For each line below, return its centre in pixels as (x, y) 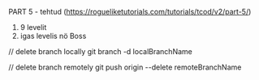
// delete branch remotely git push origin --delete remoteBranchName (125, 67)
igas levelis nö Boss (53, 36)
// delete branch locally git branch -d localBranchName (100, 51)
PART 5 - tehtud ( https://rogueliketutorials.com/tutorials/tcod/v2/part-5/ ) (130, 12)
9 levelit (33, 27)
